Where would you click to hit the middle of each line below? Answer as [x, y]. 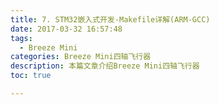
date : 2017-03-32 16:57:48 [66, 29]
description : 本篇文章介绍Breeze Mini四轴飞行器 [105, 66]
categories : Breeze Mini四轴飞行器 [81, 57]
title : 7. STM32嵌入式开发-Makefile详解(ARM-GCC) [110, 19]
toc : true [31, 76]
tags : [21, 38]
